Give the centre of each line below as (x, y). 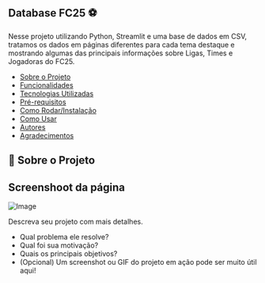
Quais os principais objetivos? (68, 254)
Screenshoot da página (66, 187)
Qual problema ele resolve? (64, 237)
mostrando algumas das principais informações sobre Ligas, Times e (121, 53)
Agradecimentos (47, 135)
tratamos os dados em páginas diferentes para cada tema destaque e (121, 44)
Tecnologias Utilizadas (57, 93)
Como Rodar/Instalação (58, 110)
